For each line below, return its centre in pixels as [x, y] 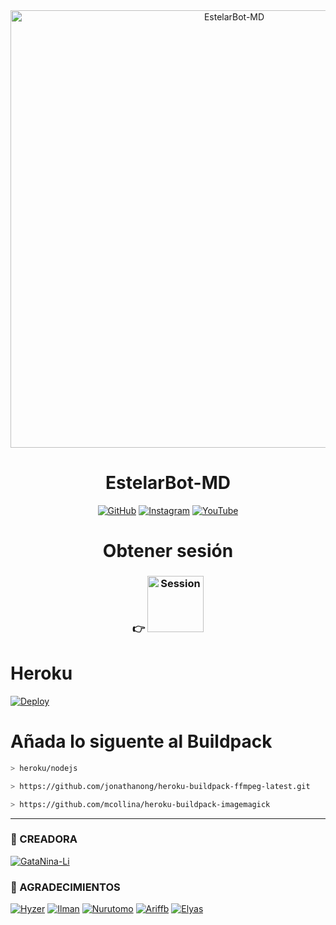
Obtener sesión [168, 551]
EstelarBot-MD [168, 483]
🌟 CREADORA [44, 839]
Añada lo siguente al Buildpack [141, 741]
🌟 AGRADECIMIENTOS [65, 887]
